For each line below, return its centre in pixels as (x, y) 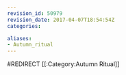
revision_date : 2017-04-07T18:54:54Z (61, 20)
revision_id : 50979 (35, 13)
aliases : (20, 38)
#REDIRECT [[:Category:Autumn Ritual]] (63, 64)
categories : (24, 26)
